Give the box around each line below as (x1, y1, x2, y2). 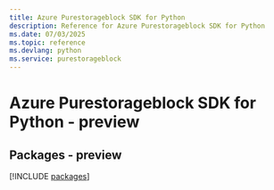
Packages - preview (9, 147, 122, 162)
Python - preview (9, 112, 140, 132)
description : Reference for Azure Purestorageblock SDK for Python (9, 21, 266, 30)
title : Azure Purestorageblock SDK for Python (9, 12, 186, 22)
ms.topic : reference (9, 37, 87, 47)
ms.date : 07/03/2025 (9, 29, 87, 38)
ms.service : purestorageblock (9, 54, 122, 63)
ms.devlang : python (9, 46, 82, 55)
